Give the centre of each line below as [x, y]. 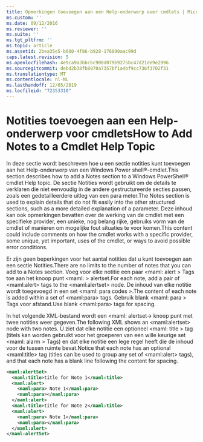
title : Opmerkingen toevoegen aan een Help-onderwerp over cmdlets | [96, 12]
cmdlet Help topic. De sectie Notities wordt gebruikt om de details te [91, 182]
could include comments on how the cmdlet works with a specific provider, [100, 234]
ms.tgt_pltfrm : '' [29, 40]
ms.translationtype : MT [36, 74]
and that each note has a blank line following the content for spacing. [92, 361]
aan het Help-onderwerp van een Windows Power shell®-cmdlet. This [92, 170]
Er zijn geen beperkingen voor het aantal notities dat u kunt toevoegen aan [99, 259]
